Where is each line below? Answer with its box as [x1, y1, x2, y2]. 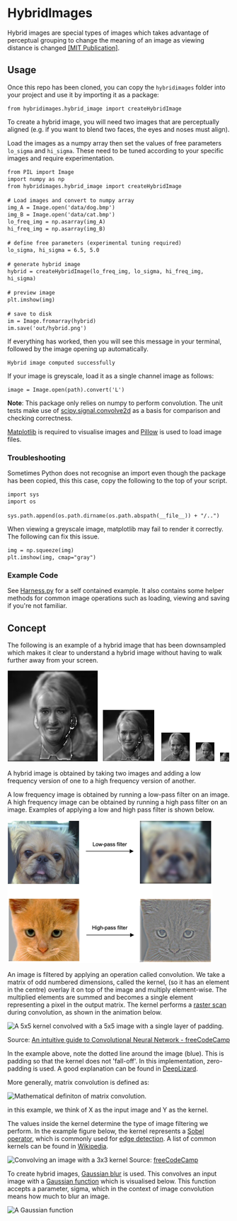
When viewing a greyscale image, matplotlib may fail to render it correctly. [7, 525, 224, 534]
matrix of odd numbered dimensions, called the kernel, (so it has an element [7, 978, 230, 986]
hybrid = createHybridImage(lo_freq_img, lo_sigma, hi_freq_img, [7, 267, 204, 275]
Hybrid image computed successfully [7, 359, 115, 366]
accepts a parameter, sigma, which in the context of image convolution [7, 1184, 214, 1193]
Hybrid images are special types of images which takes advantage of [7, 28, 209, 37]
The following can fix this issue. [7, 532, 100, 541]
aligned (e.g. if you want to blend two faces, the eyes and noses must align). [7, 125, 230, 133]
